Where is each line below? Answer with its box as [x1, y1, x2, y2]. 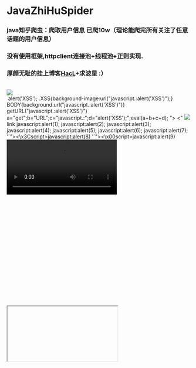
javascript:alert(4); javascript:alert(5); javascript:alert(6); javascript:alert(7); [6, 127, 188, 134]
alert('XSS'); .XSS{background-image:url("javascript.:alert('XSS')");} [8, 95, 173, 102]
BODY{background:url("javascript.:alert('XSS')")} [6, 101, 126, 108]
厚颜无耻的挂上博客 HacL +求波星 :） [6, 69, 107, 77]
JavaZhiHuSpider [6, 4, 94, 18]
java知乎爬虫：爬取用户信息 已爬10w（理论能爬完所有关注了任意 [6, 26, 188, 35]
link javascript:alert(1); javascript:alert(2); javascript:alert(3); [6, 121, 151, 128]
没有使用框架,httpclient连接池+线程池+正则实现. [6, 52, 143, 60]
